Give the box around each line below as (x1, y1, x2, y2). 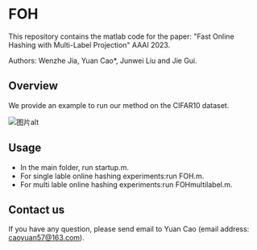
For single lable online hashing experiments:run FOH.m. (19, 171, 205, 181)
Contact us (8, 202, 65, 216)
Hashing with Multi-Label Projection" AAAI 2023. (8, 40, 171, 49)
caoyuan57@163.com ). (8, 233, 85, 243)
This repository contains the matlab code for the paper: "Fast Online (8, 31, 235, 41)
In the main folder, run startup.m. (19, 162, 130, 172)
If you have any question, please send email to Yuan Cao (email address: (8, 224, 250, 234)
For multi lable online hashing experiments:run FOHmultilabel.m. (19, 179, 233, 190)
